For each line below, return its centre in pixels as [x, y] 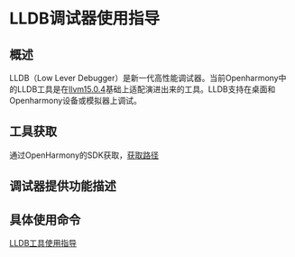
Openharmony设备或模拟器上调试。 [75, 101]
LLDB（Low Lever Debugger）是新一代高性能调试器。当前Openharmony [144, 78]
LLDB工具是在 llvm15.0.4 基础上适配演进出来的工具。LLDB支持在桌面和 [146, 89]
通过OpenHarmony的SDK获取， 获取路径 [84, 155]
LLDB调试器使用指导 [85, 18]
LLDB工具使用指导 [43, 243]
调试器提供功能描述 [63, 186]
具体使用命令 [45, 220]
